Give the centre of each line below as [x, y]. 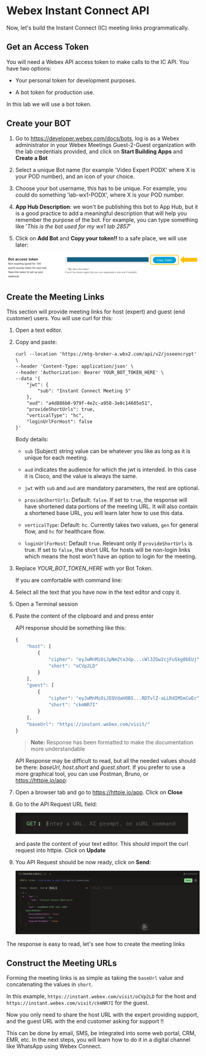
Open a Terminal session [47, 604]
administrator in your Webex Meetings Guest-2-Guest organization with [105, 144]
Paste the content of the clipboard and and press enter [84, 616]
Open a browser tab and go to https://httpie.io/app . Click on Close [99, 792]
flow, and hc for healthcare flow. [65, 532]
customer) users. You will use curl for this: [60, 318]
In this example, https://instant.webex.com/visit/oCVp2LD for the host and [101, 996]
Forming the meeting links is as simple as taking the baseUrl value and [95, 978]
